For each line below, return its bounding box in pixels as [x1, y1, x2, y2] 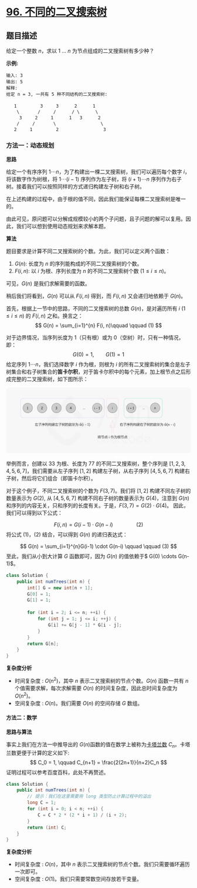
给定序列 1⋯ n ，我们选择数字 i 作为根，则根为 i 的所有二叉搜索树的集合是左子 [6, 361, 191, 368]
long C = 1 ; [27, 800, 57, 806]
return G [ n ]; [27, 640, 59, 647]
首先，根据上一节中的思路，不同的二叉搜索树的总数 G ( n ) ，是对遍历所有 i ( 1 [6, 305, 186, 312]
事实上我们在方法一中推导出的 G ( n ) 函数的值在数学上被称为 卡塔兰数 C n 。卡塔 [6, 740, 191, 749]
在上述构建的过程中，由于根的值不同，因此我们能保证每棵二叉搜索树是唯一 [6, 195, 186, 203]
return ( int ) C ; [27, 824, 67, 830]
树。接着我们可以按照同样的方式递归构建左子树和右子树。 [6, 183, 145, 190]
